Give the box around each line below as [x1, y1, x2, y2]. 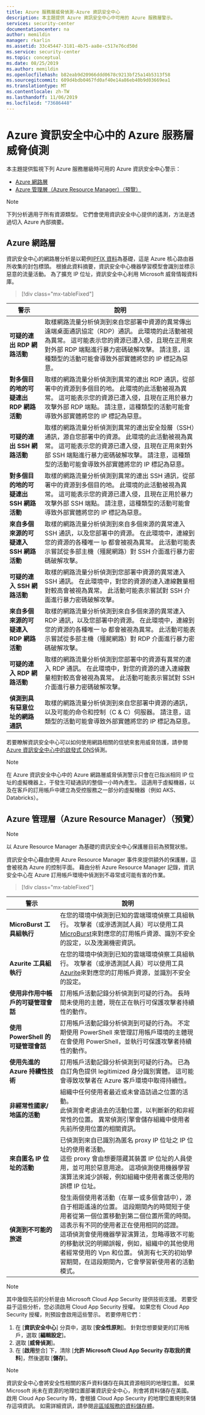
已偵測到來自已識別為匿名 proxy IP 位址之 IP [60, 1136, 186, 1144]
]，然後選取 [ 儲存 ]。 [20, 1354, 71, 1362]
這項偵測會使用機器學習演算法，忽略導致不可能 [60, 1230, 195, 1239]
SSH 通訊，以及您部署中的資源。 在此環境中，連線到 [45, 529, 195, 537]
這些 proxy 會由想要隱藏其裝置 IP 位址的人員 [60, 1154, 186, 1163]
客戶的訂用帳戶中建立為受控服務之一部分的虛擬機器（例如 [16, 786, 162, 794]
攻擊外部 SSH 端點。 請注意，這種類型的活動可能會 [45, 499, 190, 508]
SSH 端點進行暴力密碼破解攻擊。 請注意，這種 [52, 451, 184, 460]
